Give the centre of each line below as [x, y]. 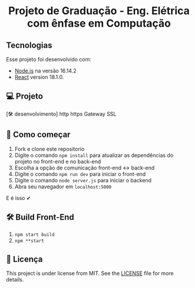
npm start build [34, 235]
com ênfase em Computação [99, 23]
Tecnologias [29, 45]
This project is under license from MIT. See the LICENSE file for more [90, 273]
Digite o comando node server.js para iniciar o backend [83, 180]
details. [15, 280]
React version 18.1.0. [39, 77]
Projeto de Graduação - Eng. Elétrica [99, 11]
